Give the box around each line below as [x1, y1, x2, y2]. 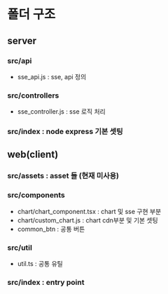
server [7, 34, 37, 46]
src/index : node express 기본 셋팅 [7, 127, 124, 137]
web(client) [7, 149, 59, 161]
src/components [7, 190, 65, 200]
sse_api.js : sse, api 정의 [17, 72, 87, 81]
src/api [7, 55, 32, 65]
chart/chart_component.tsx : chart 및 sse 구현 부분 [17, 207, 162, 215]
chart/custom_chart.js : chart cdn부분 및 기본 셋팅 [17, 215, 159, 225]
